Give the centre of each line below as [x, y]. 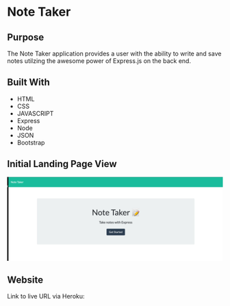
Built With [28, 82]
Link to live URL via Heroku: [46, 296]
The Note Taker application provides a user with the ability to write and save [114, 53]
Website [25, 280]
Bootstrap [31, 142]
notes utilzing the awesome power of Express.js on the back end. [99, 61]
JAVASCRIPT [35, 113]
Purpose [26, 37]
